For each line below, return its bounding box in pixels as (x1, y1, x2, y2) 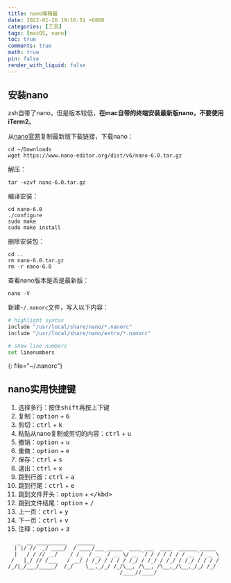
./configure (8, 212, 42, 219)
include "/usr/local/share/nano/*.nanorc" (8, 323, 132, 330)
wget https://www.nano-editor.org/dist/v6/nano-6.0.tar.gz (8, 152, 182, 160)
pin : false (8, 56, 40, 62)
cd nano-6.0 (8, 206, 42, 213)
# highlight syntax (8, 317, 65, 324)
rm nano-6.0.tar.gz (8, 257, 65, 264)
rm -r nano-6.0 (8, 263, 52, 271)
